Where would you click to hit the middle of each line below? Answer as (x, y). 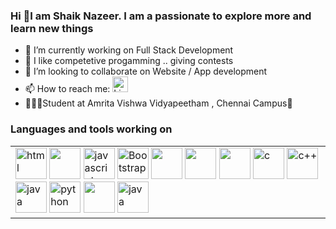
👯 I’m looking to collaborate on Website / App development (146, 71)
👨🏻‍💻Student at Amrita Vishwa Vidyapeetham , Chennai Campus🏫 (158, 103)
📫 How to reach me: (67, 89)
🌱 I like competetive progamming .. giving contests (129, 61)
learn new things (52, 28)
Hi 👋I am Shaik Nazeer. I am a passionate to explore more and (161, 16)
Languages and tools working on (91, 129)
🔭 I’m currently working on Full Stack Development (129, 50)
